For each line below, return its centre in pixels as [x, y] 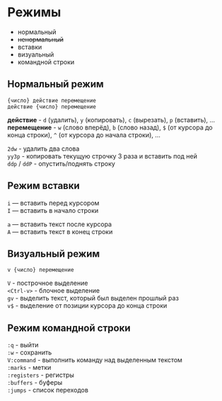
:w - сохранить [30, 353]
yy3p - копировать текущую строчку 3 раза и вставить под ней [103, 156]
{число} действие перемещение [52, 100]
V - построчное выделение [48, 283]
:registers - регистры [41, 375]
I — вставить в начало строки [53, 210]
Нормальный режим [55, 85]
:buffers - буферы [35, 383]
